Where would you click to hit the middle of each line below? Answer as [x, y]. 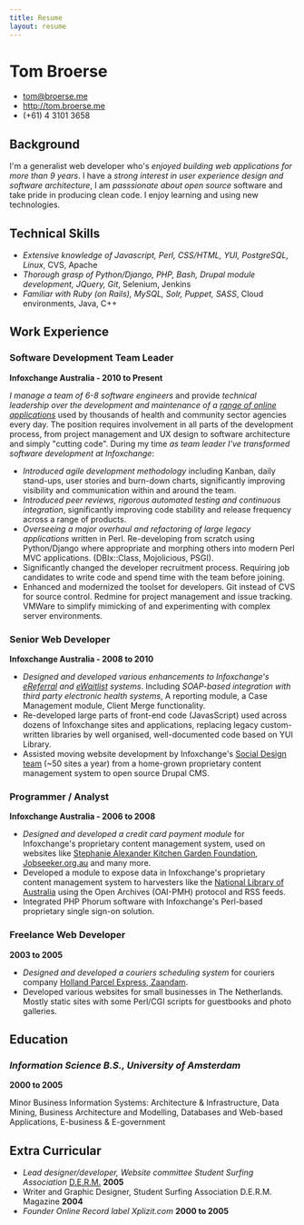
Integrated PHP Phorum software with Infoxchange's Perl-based [142, 901]
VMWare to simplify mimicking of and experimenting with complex [146, 606]
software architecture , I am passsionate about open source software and [146, 185]
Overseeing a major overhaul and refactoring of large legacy [137, 529]
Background [44, 144]
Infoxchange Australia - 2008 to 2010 [82, 659]
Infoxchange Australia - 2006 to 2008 [83, 817]
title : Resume [36, 18]
